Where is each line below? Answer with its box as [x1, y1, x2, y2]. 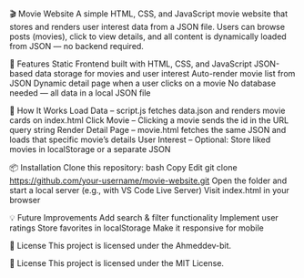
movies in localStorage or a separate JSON [9, 144, 171, 154]
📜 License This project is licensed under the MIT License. [9, 258, 225, 268]
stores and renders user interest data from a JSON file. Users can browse [9, 22, 285, 32]
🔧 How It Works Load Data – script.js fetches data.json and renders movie [9, 105, 286, 116]
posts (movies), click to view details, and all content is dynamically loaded [9, 31, 287, 42]
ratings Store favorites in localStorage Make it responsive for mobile [9, 222, 264, 233]
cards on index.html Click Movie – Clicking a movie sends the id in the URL [9, 115, 289, 126]
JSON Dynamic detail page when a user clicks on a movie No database [9, 77, 276, 88]
